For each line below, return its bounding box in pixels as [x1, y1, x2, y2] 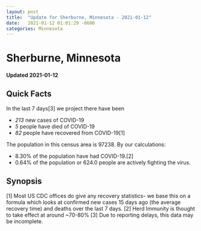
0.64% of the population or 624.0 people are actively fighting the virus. [14, 158, 191, 166]
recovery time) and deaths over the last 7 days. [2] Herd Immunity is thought [6, 205, 196, 212]
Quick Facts [6, 89, 52, 99]
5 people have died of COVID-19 [14, 122, 95, 130]
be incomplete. [6, 217, 43, 225]
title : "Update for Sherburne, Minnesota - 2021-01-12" [6, 14, 152, 20]
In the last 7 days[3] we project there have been [6, 104, 125, 112]
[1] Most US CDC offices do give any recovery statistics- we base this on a [6, 192, 191, 199]
